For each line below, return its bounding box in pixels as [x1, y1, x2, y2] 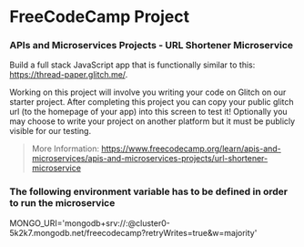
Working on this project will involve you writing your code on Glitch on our [9, 87, 287, 98]
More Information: [31, 143, 100, 154]
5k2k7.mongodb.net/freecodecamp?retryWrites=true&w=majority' [9, 227, 258, 238]
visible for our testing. [9, 126, 92, 137]
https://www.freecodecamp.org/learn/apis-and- [101, 143, 282, 154]
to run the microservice [9, 197, 116, 210]
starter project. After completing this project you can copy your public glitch [9, 97, 294, 108]
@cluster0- [127, 217, 170, 229]
